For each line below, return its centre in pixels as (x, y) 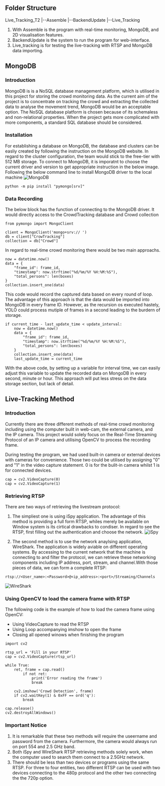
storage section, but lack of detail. (40, 384)
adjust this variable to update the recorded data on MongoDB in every (76, 373)
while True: (17, 666)
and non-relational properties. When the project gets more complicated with (82, 117)
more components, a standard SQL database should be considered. (74, 122)
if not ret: (35, 674)
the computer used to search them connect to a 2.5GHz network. (78, 757)
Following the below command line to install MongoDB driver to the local (78, 172)
